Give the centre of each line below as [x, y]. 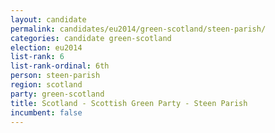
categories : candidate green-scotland [91, 38]
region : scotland [46, 85]
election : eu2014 [46, 47]
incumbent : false [46, 112]
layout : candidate [48, 19]
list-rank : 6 [37, 57]
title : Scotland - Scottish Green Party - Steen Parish [129, 103]
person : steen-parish [55, 76]
